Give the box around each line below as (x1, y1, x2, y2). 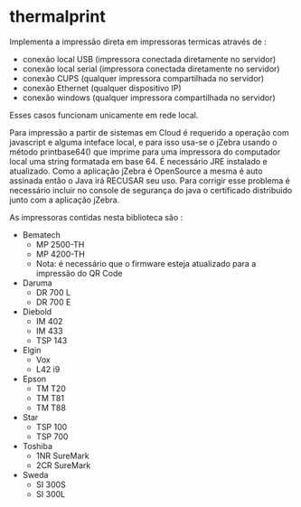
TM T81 (35, 392, 65, 403)
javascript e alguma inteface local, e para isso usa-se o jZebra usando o (9, 136, 277, 147)
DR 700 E (35, 296, 71, 307)
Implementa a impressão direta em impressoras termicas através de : (9, 36, 267, 47)
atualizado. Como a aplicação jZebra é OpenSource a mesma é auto (9, 165, 263, 176)
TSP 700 (35, 431, 69, 442)
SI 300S (35, 479, 66, 490)
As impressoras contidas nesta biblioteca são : (9, 211, 183, 222)
